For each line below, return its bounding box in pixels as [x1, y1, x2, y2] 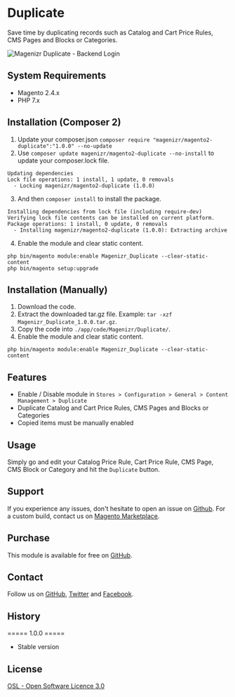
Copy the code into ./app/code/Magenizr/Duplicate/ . [17, 325, 170, 334]
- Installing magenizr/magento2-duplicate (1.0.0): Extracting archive [13, 227, 228, 234]
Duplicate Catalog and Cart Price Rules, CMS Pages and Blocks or [17, 403, 209, 413]
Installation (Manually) [7, 284, 108, 296]
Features [7, 371, 47, 383]
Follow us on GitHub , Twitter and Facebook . [7, 590, 134, 598]
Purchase [7, 532, 51, 544]
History [7, 610, 41, 622]
